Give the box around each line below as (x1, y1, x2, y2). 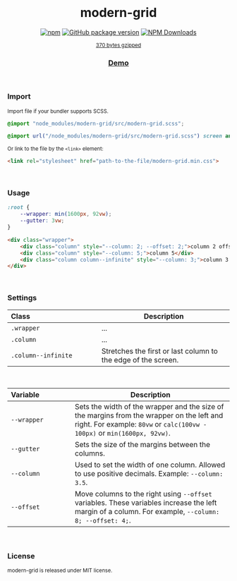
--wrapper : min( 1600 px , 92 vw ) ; (20, 211, 112, 218)
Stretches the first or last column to (101, 346, 219, 356)
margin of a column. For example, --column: (74, 506, 220, 516)
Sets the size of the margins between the (74, 439, 210, 449)
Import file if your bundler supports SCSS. (7, 107, 109, 115)
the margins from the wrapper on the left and (74, 410, 224, 420)
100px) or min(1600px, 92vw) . (74, 428, 171, 438)
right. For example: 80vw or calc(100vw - (74, 419, 207, 429)
